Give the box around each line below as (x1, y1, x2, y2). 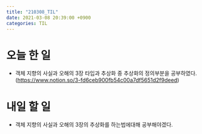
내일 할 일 (6, 100, 51, 113)
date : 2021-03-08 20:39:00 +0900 (6, 15, 91, 21)
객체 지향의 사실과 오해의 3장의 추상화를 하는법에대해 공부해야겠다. (15, 121, 173, 129)
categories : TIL (6, 20, 47, 26)
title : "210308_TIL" (6, 9, 59, 15)
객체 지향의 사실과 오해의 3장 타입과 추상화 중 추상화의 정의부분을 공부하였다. (15, 69, 197, 77)
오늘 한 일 (6, 48, 51, 62)
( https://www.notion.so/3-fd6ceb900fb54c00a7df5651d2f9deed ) (15, 77, 179, 84)
